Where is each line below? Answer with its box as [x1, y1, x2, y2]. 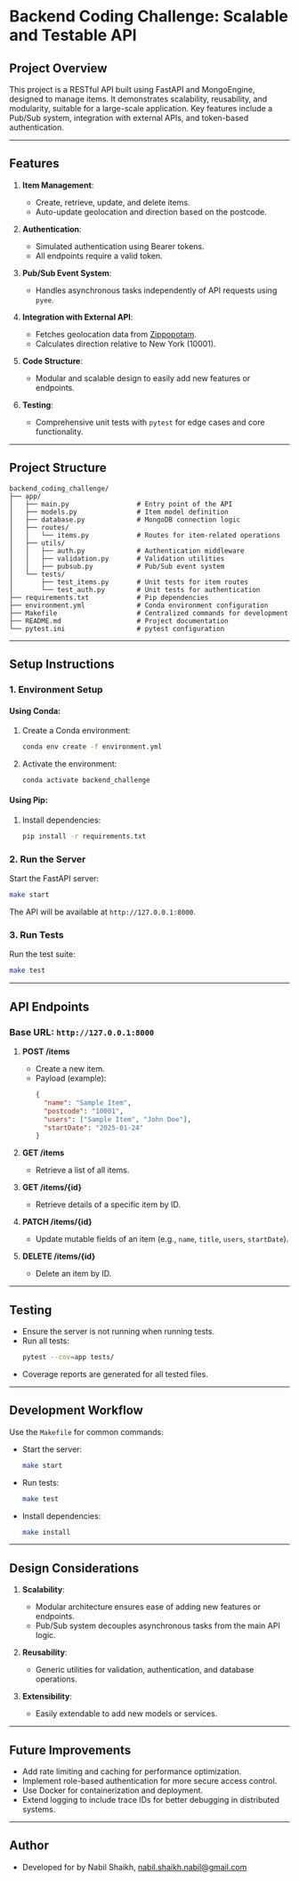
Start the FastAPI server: [9, 873, 100, 884]
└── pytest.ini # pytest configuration [9, 624, 225, 633]
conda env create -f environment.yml [21, 742, 163, 751]
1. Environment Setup [9, 683, 104, 695]
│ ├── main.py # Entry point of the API [9, 499, 233, 508]
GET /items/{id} [21, 1182, 83, 1193]
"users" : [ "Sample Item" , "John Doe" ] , [43, 1115, 191, 1123]
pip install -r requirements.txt [21, 832, 147, 841]
